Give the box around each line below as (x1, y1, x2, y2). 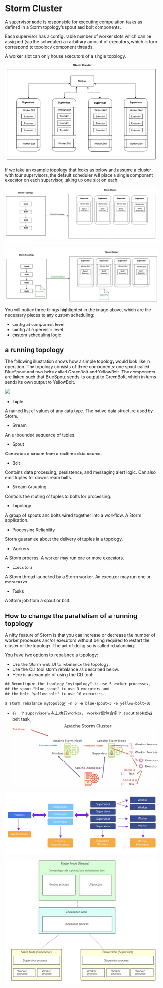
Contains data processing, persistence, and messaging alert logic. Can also (5, 470, 156, 475)
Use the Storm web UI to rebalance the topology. (12, 662, 110, 667)
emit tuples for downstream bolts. (5, 475, 73, 481)
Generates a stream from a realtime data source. (5, 451, 102, 456)
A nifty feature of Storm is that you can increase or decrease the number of (5, 632, 156, 638)
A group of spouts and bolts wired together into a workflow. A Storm (5, 512, 142, 518)
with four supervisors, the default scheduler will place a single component (5, 172, 153, 178)
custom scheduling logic (12, 332, 62, 338)
